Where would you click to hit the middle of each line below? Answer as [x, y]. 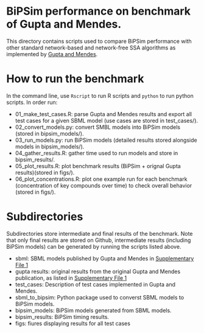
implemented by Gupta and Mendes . [52, 54]
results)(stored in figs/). [45, 172]
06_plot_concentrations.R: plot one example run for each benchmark [101, 179]
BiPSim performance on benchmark [98, 11]
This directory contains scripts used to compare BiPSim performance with [99, 41]
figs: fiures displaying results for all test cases [73, 323]
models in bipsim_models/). [50, 146]
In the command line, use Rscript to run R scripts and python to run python [100, 95]
